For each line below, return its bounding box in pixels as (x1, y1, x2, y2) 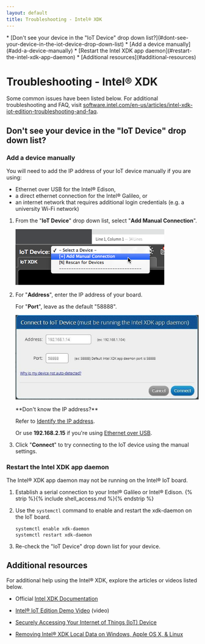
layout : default (6, 10, 48, 16)
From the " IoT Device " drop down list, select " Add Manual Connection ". (15, 217, 197, 224)
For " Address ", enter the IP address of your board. (15, 291, 143, 299)
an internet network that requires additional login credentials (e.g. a (15, 199, 185, 206)
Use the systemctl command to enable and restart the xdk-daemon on (15, 507, 192, 514)
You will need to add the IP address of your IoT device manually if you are (6, 167, 191, 175)
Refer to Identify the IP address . (15, 417, 96, 425)
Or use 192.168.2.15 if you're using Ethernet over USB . (15, 429, 153, 436)
